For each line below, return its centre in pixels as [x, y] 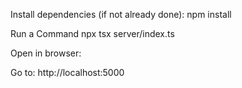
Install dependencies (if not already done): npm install [121, 14]
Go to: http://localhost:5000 [67, 72]
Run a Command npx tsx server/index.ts [92, 33]
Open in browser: [46, 53]
